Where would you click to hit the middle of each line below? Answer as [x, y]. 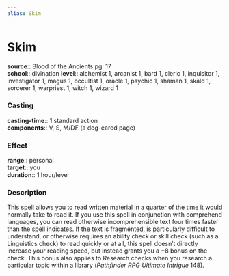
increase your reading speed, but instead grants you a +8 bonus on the [107, 251]
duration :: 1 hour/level [38, 175]
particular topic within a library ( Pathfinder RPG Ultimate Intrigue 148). [106, 265]
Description [27, 193]
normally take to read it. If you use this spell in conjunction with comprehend [114, 215]
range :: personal [30, 161]
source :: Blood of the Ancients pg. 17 [59, 66]
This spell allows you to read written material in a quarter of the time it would [115, 207]
